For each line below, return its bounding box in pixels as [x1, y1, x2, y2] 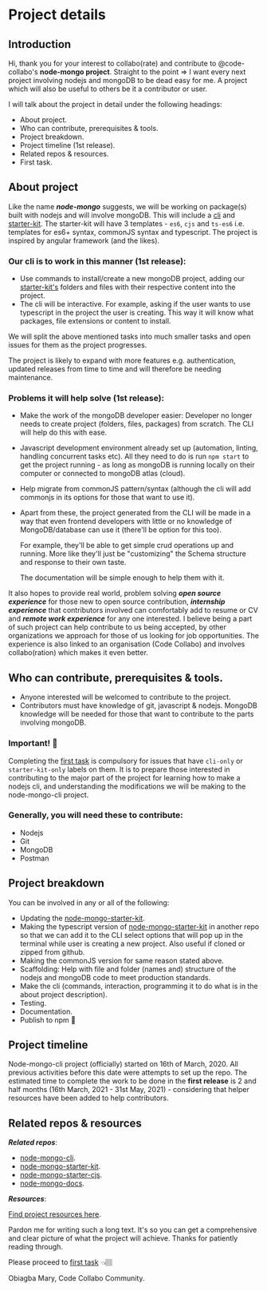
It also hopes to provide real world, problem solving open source [8, 589, 222, 598]
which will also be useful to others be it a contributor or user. [8, 84, 208, 93]
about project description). [19, 989, 108, 999]
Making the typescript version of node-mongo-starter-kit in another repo [19, 921, 260, 932]
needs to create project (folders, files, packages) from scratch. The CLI [19, 419, 254, 429]
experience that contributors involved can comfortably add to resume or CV [8, 606, 259, 615]
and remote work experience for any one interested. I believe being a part [8, 614, 253, 624]
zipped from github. [19, 947, 85, 956]
